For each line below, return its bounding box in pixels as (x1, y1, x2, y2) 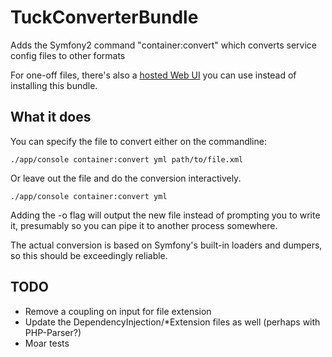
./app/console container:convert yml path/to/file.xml (10, 154, 244, 165)
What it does (10, 109, 92, 126)
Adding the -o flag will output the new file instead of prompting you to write (10, 209, 321, 221)
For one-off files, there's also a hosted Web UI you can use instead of (10, 69, 297, 81)
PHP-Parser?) (24, 326, 82, 338)
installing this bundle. (10, 79, 98, 91)
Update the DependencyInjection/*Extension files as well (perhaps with (24, 316, 321, 328)
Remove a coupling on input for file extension (24, 305, 212, 317)
